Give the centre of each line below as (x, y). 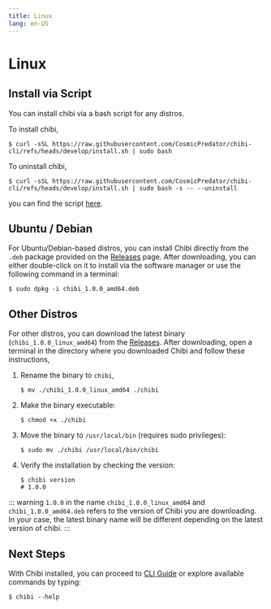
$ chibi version (47, 481)
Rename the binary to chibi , (67, 376)
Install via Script (50, 94)
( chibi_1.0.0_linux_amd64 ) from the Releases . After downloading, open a (131, 342)
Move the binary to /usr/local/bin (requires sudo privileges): (123, 435)
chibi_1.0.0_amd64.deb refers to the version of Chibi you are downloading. (133, 511)
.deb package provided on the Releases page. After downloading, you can (132, 257)
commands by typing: (45, 581)
